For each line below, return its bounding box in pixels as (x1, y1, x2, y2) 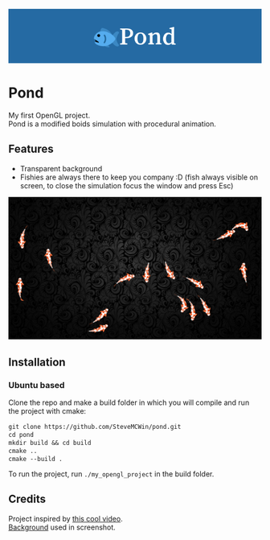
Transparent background (19, 163, 103, 173)
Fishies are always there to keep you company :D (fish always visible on (19, 172, 259, 182)
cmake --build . (8, 455, 63, 463)
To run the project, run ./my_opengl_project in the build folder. (8, 468, 215, 479)
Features (8, 142, 54, 156)
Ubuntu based (8, 379, 65, 390)
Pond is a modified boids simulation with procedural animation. (8, 118, 217, 129)
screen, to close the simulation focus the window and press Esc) (19, 180, 234, 190)
